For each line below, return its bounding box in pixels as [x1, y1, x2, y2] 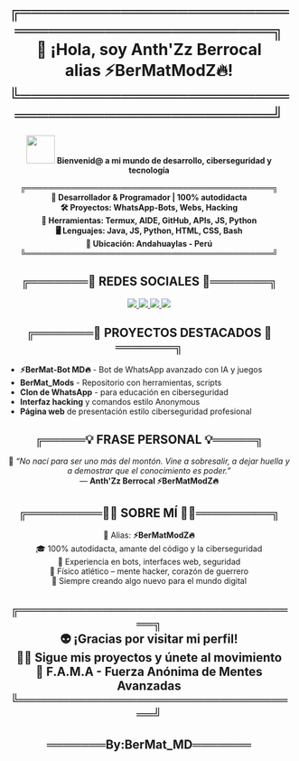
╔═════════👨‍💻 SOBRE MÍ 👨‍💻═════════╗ [18, 505, 280, 521]
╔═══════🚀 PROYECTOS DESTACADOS [25, 325, 262, 341]
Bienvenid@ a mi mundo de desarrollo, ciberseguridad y [56, 155, 273, 165]
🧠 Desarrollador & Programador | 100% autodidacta [51, 192, 248, 202]
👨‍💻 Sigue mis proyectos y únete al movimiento [15, 650, 283, 665]
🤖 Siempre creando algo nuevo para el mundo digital [51, 576, 248, 587]
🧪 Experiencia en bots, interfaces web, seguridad [57, 557, 241, 568]
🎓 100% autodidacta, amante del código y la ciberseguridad [35, 543, 263, 554]
